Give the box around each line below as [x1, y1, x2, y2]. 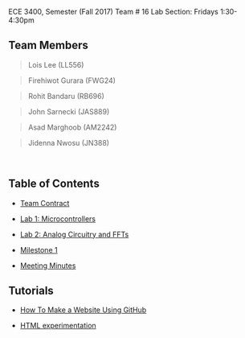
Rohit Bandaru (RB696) [27, 91, 104, 101]
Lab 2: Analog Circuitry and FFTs [19, 229, 129, 239]
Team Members [8, 39, 88, 52]
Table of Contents [8, 177, 100, 191]
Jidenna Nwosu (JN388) [27, 138, 110, 147]
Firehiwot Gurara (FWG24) [27, 76, 116, 85]
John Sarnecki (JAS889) [27, 106, 110, 116]
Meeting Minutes [19, 261, 76, 270]
